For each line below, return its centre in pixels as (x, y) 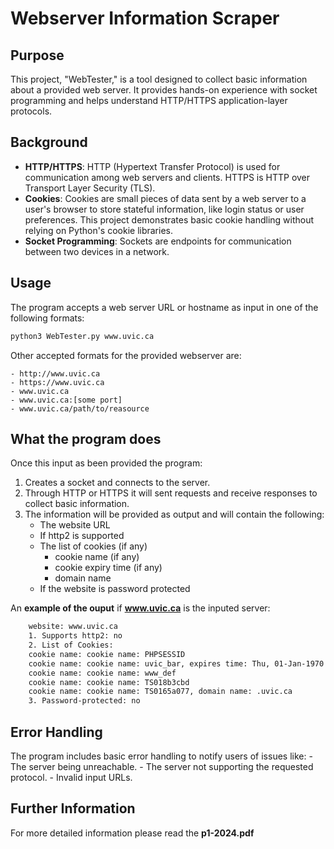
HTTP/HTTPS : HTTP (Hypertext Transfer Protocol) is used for (152, 166)
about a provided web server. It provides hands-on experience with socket (164, 90)
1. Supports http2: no (75, 636)
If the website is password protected (115, 589)
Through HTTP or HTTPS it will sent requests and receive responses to (171, 493)
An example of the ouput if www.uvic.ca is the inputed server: (140, 608)
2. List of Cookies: (71, 645)
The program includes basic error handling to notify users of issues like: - (161, 756)
